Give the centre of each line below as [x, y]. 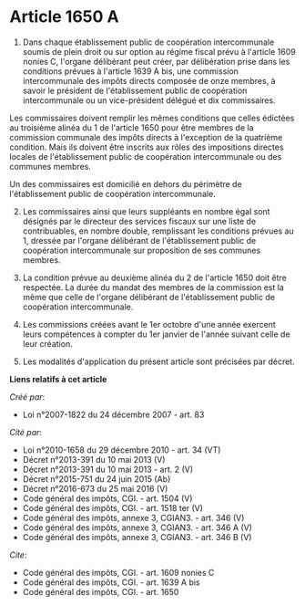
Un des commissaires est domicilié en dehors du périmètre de [126, 183]
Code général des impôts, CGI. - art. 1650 [101, 591]
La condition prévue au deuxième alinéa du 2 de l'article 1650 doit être [154, 277]
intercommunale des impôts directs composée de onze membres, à [149, 80]
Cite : [18, 555]
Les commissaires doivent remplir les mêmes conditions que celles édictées [152, 118]
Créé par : [27, 397]
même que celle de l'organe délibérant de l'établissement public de [149, 297]
